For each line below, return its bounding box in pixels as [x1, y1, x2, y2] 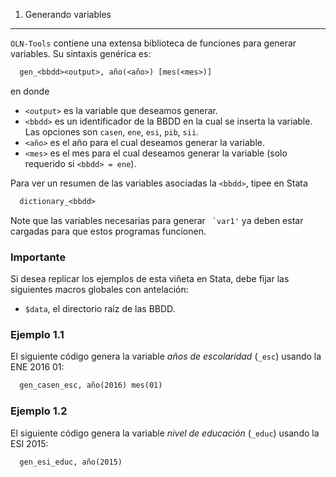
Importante [10, 250, 67, 264]
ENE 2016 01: [10, 361, 65, 373]
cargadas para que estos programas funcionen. [10, 225, 207, 237]
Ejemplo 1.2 [10, 404, 68, 418]
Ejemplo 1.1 [10, 327, 65, 341]
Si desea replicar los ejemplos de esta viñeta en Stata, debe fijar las [10, 273, 290, 285]
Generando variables [24, 9, 112, 20]
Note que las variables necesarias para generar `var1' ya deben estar [10, 214, 304, 226]
